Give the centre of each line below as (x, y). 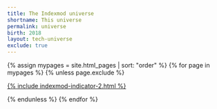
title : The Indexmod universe (51, 13)
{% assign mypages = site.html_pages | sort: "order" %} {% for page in (108, 65)
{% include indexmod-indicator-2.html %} (67, 86)
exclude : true (28, 46)
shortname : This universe (44, 20)
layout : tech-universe (40, 39)
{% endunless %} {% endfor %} (53, 99)
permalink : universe (37, 26)
